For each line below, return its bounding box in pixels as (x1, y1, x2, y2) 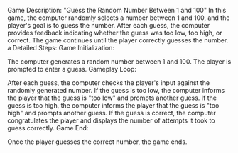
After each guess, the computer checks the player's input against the (7, 79, 210, 87)
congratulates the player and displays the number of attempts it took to (7, 116, 215, 125)
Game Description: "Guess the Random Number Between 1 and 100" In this (7, 6, 227, 14)
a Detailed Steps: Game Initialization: (7, 44, 115, 52)
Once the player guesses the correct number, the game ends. (7, 137, 188, 146)
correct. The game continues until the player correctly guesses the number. (7, 36, 229, 45)
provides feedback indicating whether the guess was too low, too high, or (7, 28, 222, 37)
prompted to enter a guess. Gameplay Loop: (7, 65, 137, 73)
